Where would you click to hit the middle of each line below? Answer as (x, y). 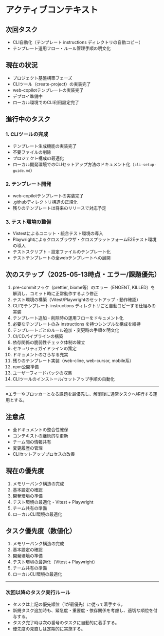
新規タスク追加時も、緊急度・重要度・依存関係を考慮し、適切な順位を (83, 610)
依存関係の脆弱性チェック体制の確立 (49, 342)
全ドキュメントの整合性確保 (40, 429)
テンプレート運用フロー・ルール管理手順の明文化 (62, 48)
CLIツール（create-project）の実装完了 (52, 84)
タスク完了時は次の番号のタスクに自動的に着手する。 (66, 622)
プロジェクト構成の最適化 (38, 158)
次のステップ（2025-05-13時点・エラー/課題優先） (83, 275)
